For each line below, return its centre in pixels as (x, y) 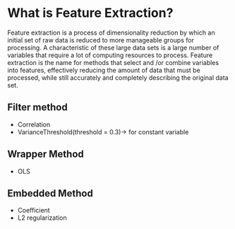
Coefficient (34, 211)
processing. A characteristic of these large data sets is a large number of (113, 47)
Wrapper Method (46, 154)
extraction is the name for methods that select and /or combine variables (113, 62)
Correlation (34, 124)
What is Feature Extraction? (90, 13)
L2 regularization (42, 218)
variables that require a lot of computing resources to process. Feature (110, 55)
